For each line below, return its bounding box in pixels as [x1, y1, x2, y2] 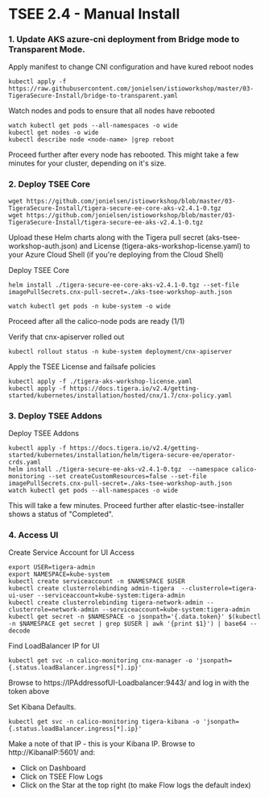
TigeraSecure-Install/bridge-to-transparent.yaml [8, 92, 179, 100]
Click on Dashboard [19, 763, 86, 773]
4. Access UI [8, 530, 59, 540]
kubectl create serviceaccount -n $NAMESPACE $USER [8, 577, 185, 586]
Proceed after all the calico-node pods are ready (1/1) [8, 316, 185, 325]
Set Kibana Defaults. [8, 702, 77, 712]
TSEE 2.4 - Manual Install [8, 5, 180, 23]
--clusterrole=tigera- [180, 585, 258, 593]
